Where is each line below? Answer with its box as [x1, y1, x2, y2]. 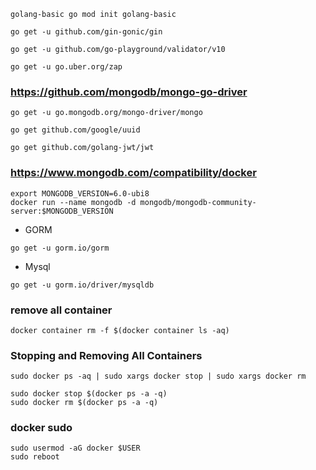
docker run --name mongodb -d [10, 197, 137, 207]
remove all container [10, 303, 113, 317]
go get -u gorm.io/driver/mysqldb [10, 280, 155, 290]
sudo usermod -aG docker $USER [10, 443, 141, 454]
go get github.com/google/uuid [10, 125, 141, 135]
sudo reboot [10, 452, 60, 462]
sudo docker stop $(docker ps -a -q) [10, 389, 168, 399]
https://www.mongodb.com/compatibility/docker [10, 166, 257, 180]
